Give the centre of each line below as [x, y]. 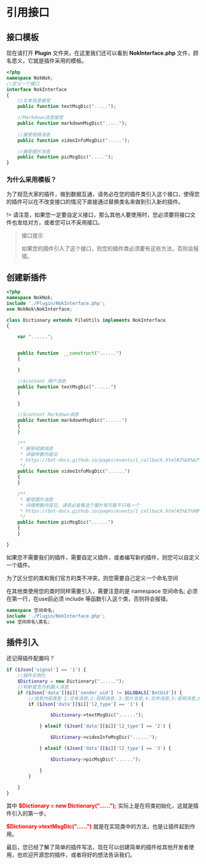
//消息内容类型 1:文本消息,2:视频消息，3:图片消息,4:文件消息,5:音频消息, [113, 698]
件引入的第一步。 [28, 814]
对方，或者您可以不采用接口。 [65, 223]
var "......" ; [35, 337]
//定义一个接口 [23, 83]
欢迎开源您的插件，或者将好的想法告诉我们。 [79, 855]
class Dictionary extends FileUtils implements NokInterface [86, 320]
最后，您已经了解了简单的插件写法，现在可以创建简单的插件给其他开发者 [97, 847]
